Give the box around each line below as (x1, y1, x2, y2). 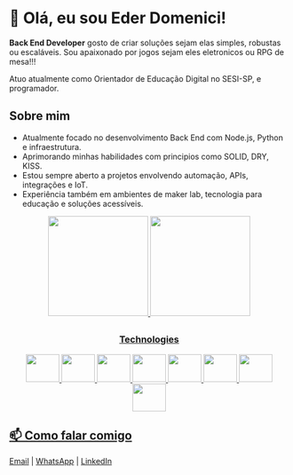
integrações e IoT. (21, 179, 89, 190)
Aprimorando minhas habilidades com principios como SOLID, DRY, (21, 151, 269, 162)
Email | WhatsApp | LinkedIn (9, 456, 113, 467)
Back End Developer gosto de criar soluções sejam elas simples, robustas (9, 37, 281, 48)
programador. (9, 83, 59, 93)
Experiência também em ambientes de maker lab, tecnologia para (21, 188, 263, 199)
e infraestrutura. (21, 141, 82, 152)
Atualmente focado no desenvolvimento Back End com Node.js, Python (21, 132, 284, 143)
